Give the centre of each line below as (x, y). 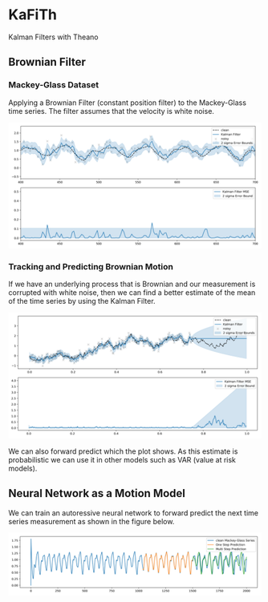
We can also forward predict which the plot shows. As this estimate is (123, 451)
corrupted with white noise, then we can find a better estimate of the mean (132, 292)
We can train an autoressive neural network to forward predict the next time (134, 513)
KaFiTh (33, 15)
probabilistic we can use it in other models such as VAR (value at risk (122, 459)
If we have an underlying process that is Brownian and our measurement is (132, 284)
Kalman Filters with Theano (53, 37)
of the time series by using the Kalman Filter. (82, 301)
